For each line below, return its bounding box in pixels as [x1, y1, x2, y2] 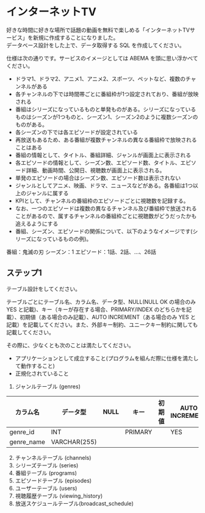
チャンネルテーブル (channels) [15, 454, 92, 461]
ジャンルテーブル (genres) [15, 382, 81, 390]
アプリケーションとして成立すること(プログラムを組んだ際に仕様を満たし [15, 354, 199, 362]
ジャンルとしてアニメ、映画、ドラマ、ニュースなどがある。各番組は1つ [15, 182, 193, 189]
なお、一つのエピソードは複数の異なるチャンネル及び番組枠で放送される [15, 204, 197, 212]
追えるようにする [15, 220, 59, 227]
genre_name [9, 437, 46, 446]
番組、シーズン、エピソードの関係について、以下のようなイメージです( [15, 228, 193, 235]
